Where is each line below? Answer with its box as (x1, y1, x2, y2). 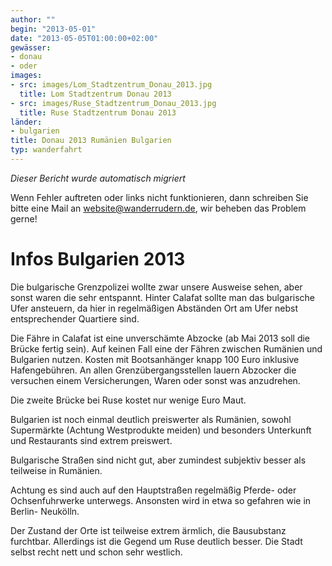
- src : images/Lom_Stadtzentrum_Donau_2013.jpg (10, 80, 213, 90)
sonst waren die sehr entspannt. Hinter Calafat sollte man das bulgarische (10, 291, 316, 303)
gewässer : (10, 42, 52, 53)
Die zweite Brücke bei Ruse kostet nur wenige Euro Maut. (10, 394, 247, 406)
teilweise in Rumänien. (10, 464, 103, 476)
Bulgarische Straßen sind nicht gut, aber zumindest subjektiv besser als (10, 454, 307, 466)
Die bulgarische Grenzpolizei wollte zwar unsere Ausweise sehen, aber (10, 281, 303, 293)
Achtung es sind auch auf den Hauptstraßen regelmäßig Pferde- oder (10, 484, 297, 496)
